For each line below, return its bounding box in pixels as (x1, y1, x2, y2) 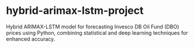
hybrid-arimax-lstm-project (6, 4, 144, 17)
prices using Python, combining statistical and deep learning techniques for (6, 29, 188, 36)
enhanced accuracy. (6, 35, 56, 42)
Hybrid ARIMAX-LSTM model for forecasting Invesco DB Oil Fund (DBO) (6, 23, 179, 30)
